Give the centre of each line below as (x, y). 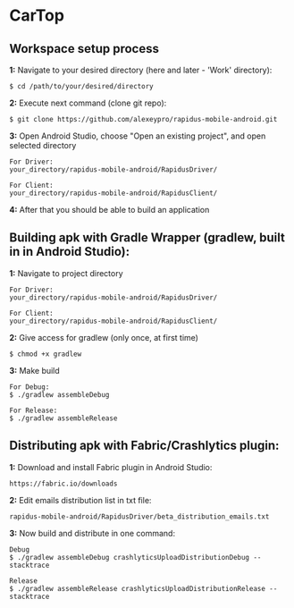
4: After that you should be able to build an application (109, 210)
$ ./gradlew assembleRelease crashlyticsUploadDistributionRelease (138, 588)
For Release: (34, 410)
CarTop (37, 16)
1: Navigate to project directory (66, 273)
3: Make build (34, 370)
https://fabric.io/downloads (63, 484)
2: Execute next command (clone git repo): (88, 103)
